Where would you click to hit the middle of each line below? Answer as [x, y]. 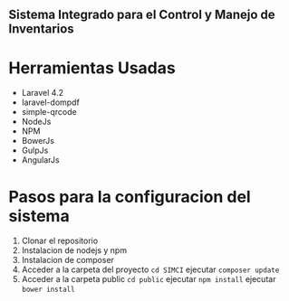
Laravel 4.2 [43, 93]
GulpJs [35, 150]
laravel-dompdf [51, 102]
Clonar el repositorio [60, 241]
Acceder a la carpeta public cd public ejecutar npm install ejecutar [149, 279]
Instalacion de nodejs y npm [74, 250]
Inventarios [41, 29]
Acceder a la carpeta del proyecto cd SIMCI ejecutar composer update [150, 269]
